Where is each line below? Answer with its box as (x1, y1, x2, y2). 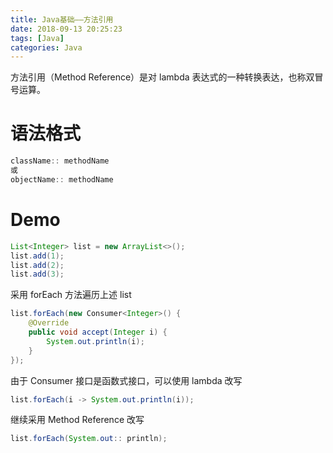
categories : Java (10, 42, 83, 53)
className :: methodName (10, 156, 110, 166)
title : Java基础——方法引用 (10, 14, 114, 25)
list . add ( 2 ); (10, 260, 65, 270)
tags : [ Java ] (10, 33, 65, 43)
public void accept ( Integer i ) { (28, 327, 168, 337)
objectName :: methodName (10, 174, 114, 185)
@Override (28, 318, 70, 328)
